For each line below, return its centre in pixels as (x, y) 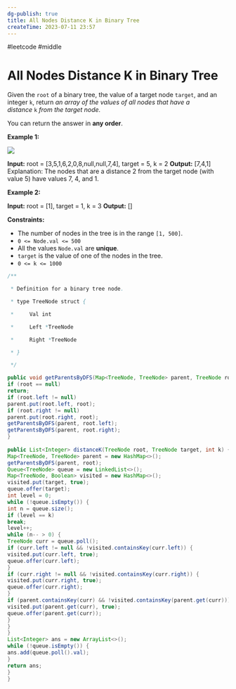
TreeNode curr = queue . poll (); (53, 542)
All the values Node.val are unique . (68, 248)
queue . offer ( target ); (39, 489)
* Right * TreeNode (44, 340)
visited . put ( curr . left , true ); (53, 554)
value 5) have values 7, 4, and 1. (53, 179)
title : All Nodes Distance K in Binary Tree (73, 20)
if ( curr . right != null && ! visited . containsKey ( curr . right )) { (103, 574)
